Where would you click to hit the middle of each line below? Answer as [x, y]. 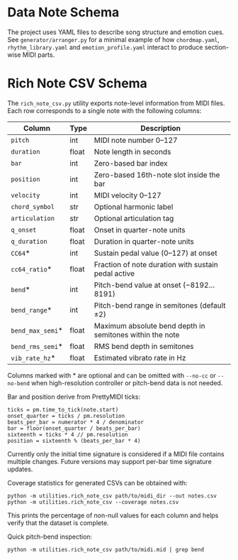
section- [217, 47]
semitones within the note [137, 335]
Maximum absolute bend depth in [149, 325]
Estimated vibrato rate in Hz [140, 357]
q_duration [29, 241]
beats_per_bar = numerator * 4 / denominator [75, 422]
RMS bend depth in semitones [144, 346]
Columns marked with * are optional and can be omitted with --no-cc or [112, 375]
